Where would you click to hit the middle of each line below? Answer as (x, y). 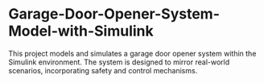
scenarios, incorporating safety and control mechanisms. (103, 70)
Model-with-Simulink (81, 31)
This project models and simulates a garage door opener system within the (132, 53)
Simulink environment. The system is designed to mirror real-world (119, 62)
